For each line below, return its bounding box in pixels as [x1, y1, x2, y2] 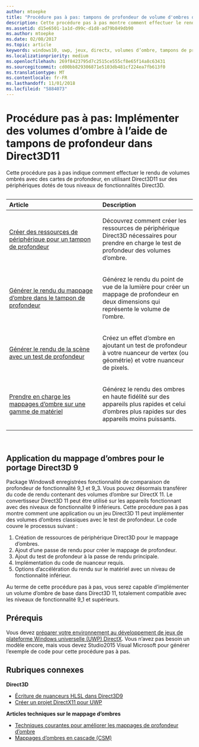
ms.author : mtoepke [6, 31, 54, 37]
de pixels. [102, 363, 129, 372]
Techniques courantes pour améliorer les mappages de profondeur [14, 721, 179, 729]
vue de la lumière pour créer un [102, 283, 190, 291]
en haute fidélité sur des [102, 393, 170, 401]
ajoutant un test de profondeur [102, 341, 188, 350]
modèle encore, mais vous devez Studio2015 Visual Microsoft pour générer [6, 641, 190, 648]
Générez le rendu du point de [102, 276, 184, 284]
